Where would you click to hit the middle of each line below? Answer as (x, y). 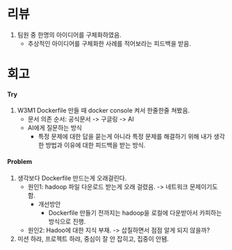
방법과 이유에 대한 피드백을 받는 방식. (96, 145)
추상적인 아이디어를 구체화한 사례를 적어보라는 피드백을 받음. (109, 43)
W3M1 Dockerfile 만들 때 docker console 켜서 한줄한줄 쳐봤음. (103, 110)
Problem (20, 161)
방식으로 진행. (67, 221)
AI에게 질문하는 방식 (55, 128)
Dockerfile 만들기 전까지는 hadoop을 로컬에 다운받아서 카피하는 (135, 212)
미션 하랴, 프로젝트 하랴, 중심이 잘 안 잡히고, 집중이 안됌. (93, 239)
